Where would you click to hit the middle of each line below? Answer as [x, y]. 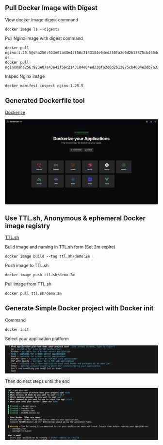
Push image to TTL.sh [27, 265]
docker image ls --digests [32, 29]
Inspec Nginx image [25, 76]
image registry [28, 226]
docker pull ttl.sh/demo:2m [33, 293]
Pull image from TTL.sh [28, 284]
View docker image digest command [42, 19]
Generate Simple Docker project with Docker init [79, 308]
